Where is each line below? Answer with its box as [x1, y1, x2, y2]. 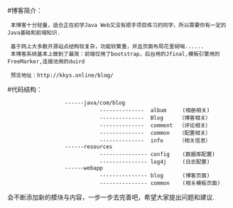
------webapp [64, 165, 103, 172]
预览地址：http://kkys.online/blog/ [10, 72, 114, 79]
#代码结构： [7, 85, 43, 94]
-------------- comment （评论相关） [99, 122, 211, 129]
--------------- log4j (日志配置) [99, 158, 210, 165]
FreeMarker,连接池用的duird [7, 58, 85, 65]
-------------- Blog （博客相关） [99, 114, 211, 121]
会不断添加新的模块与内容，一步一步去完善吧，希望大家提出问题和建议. [7, 193, 215, 201]
